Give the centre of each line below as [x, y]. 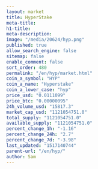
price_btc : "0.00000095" [37, 101]
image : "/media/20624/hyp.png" [45, 40]
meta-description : [29, 34]
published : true [26, 46]
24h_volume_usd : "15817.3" [40, 106]
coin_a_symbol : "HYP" [33, 79]
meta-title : [21, 23]
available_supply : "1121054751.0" [50, 123]
